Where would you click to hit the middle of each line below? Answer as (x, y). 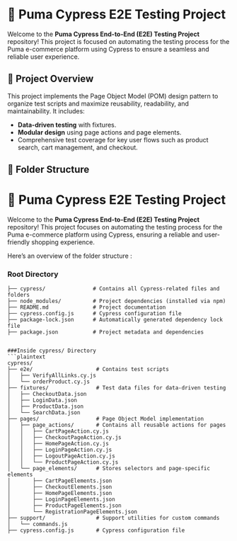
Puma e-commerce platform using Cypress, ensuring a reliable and (105, 235)
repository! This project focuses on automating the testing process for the (115, 227)
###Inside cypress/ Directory (52, 351)
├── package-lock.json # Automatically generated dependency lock (115, 320)
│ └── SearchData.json (44, 413)
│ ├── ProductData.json (45, 406)
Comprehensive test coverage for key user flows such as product (113, 139)
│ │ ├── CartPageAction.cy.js (58, 431)
